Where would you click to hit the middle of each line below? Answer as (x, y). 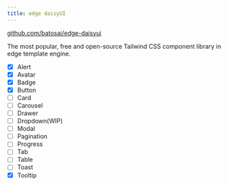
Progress (30, 144)
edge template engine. (39, 53)
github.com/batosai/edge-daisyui (54, 33)
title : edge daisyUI (37, 13)
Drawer (27, 113)
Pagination (32, 136)
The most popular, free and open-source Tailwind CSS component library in (114, 46)
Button (26, 90)
